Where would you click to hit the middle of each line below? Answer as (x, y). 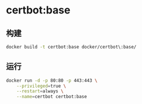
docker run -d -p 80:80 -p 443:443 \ (52, 80)
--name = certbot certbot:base (52, 97)
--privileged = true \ (41, 86)
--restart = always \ (40, 91)
